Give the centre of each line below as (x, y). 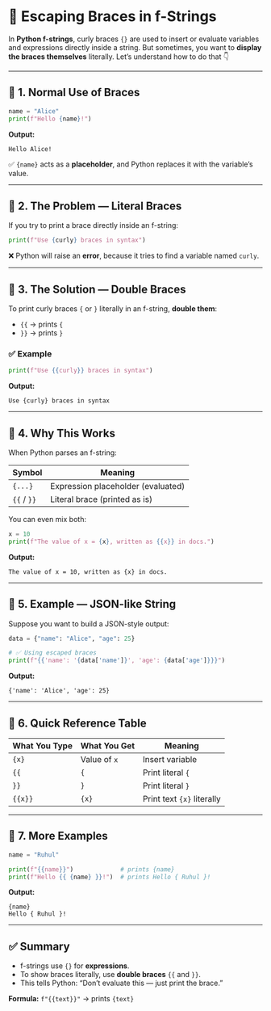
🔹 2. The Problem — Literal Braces (95, 206)
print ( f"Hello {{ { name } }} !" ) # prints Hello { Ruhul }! (110, 877)
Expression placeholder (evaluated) (117, 486)
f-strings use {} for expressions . (75, 966)
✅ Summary (39, 946)
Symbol (27, 472)
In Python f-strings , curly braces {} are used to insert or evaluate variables (134, 39)
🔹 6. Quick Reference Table (77, 723)
